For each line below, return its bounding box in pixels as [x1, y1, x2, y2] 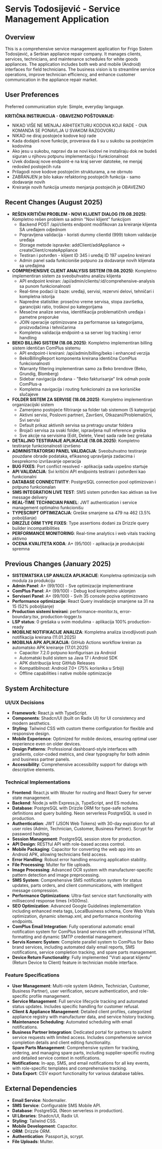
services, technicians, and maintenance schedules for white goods [5, 56, 138, 62]
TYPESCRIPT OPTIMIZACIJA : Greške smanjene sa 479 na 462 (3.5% [12, 510, 151, 516]
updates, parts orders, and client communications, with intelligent [12, 882, 143, 888]
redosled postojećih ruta [12, 163, 61, 169]
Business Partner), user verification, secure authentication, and [12, 988, 138, 994]
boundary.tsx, [12, 614, 40, 620]
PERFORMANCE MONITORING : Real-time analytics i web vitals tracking [12, 530, 156, 536]
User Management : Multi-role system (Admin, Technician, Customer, [12, 983, 150, 989]
